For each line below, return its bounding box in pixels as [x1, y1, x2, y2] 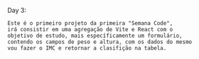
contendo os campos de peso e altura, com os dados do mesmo [7, 38, 193, 45]
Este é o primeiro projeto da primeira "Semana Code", [7, 20, 173, 27]
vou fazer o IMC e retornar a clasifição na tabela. [7, 45, 167, 52]
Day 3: [7, 6, 27, 14]
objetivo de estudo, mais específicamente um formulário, [7, 32, 183, 39]
